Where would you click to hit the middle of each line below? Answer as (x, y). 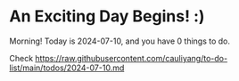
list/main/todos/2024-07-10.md (67, 68)
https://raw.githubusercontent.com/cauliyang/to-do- (132, 58)
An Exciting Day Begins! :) (107, 16)
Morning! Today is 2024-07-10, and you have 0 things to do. (119, 41)
